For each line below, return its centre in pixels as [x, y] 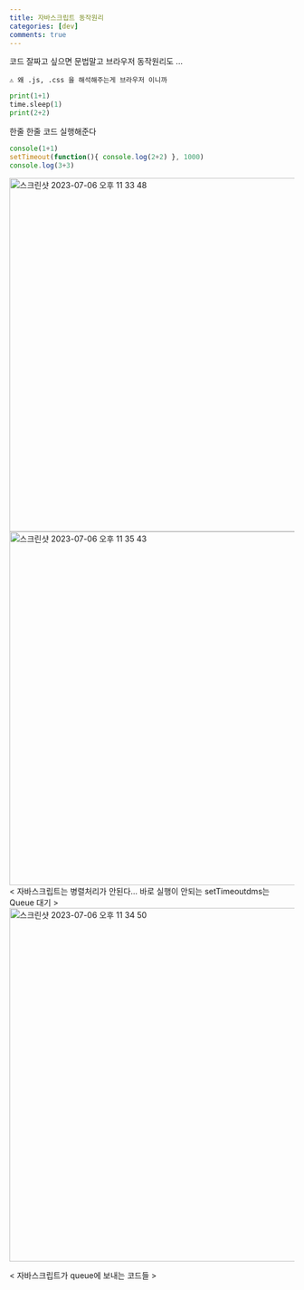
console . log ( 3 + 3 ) [42, 165]
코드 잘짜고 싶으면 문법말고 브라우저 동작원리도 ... [96, 62]
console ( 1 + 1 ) [34, 148]
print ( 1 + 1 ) [30, 96]
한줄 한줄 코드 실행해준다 [53, 131]
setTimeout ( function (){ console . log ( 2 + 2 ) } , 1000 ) [107, 157]
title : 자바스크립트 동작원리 [57, 18]
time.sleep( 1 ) [36, 105]
